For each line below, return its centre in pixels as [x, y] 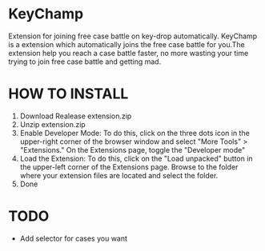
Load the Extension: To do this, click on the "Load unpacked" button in [137, 158]
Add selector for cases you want [74, 238]
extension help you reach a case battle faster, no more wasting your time [128, 53]
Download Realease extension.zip [76, 116]
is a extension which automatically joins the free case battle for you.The [127, 44]
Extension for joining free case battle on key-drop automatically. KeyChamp [133, 36]
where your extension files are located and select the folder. [119, 175]
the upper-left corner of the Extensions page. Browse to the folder [129, 167]
